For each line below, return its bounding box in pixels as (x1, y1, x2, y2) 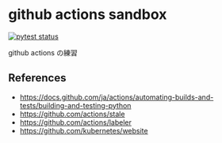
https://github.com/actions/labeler (19, 117, 132, 127)
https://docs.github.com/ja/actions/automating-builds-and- (19, 92, 214, 102)
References (8, 71, 67, 85)
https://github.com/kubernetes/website (19, 126, 148, 135)
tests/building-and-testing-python (19, 100, 132, 110)
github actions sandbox (8, 6, 167, 24)
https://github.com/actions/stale (19, 109, 125, 119)
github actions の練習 (8, 47, 78, 57)
